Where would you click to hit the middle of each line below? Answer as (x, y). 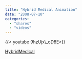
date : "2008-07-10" (25, 14)
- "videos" (20, 28)
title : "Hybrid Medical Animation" (41, 10)
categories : (17, 19)
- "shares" (20, 23)
